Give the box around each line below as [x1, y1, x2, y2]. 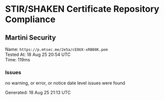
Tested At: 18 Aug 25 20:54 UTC [5, 51, 71, 57]
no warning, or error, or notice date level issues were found [5, 80, 126, 86]
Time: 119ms [5, 57, 31, 62]
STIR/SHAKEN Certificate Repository [5, 3, 160, 15]
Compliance [5, 14, 56, 25]
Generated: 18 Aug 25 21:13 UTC [5, 90, 71, 96]
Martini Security [5, 33, 56, 42]
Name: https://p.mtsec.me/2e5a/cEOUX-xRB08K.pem [5, 47, 108, 52]
